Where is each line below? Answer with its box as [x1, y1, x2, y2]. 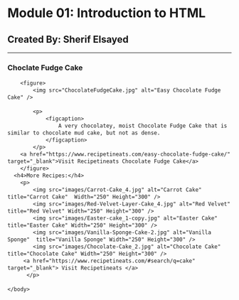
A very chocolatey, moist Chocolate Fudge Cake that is [58, 122, 228, 129]
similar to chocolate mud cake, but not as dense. [7, 129, 161, 136]
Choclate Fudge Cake [7, 63, 83, 73]
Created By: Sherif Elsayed [7, 33, 129, 45]
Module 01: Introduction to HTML [7, 5, 206, 21]
